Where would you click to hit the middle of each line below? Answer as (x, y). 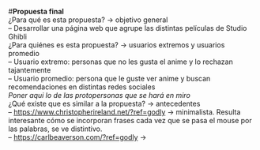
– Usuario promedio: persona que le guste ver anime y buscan (109, 79)
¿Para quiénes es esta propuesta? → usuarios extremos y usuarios (117, 45)
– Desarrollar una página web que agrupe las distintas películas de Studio (128, 28)
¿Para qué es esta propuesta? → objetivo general (88, 20)
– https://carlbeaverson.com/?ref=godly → (77, 137)
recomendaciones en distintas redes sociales (82, 87)
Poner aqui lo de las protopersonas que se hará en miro (100, 95)
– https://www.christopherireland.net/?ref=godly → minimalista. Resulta (124, 112)
